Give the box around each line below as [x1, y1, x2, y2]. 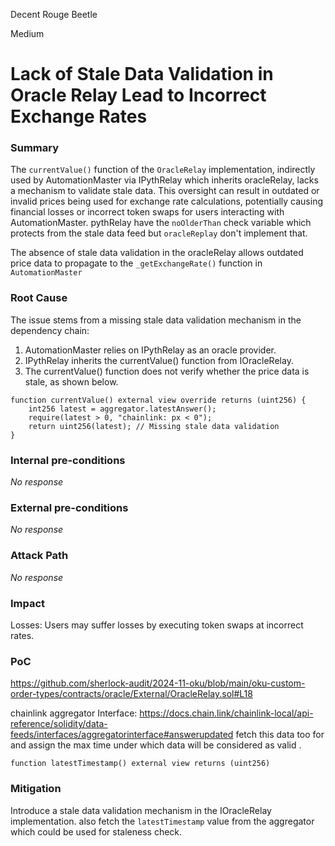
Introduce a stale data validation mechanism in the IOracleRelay [10, 804, 272, 816]
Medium [10, 28, 45, 39]
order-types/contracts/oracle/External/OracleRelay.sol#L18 [10, 688, 253, 700]
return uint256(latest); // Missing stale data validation [28, 421, 280, 431]
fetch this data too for [235, 729, 325, 741]
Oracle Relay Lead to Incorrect [10, 84, 267, 107]
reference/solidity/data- [10, 718, 108, 730]
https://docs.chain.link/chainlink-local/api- [139, 707, 314, 719]
